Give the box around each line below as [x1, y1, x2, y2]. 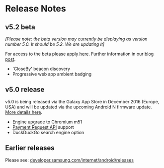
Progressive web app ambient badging [12, 71, 92, 77]
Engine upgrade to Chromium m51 [12, 119, 82, 125]
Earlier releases [5, 144, 55, 152]
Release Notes [5, 3, 66, 14]
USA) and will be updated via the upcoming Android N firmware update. [5, 104, 153, 110]
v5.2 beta [5, 23, 36, 31]
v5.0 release [5, 85, 45, 94]
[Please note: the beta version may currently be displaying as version [5, 36, 148, 42]
